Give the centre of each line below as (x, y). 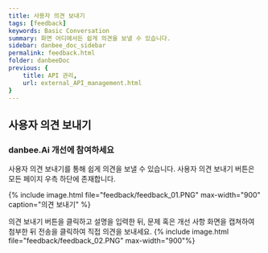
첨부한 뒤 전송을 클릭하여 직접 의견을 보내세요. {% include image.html (119, 232)
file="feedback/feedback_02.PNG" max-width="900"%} (102, 241)
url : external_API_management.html (82, 83)
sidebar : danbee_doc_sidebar (57, 46)
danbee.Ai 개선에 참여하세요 (62, 149)
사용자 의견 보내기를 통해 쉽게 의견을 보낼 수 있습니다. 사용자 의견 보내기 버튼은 (132, 169)
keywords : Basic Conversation (59, 31)
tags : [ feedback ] (37, 23)
